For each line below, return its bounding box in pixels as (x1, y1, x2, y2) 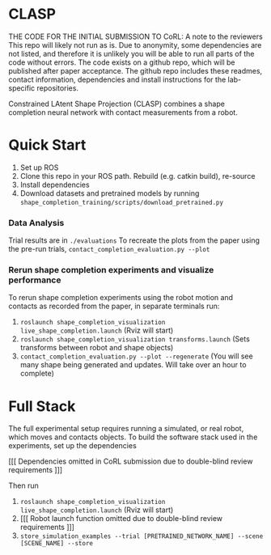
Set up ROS (19, 163, 59, 172)
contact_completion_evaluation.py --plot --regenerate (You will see (19, 351, 253, 361)
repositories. (36, 83, 79, 93)
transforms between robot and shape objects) (19, 343, 174, 353)
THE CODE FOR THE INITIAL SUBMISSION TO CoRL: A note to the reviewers (8, 32, 263, 41)
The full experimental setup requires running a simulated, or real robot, (8, 424, 244, 434)
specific (8, 83, 36, 93)
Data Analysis (8, 217, 65, 228)
